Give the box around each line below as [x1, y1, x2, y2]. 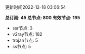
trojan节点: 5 [12, 37, 38, 43]
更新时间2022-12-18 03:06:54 [5, 4, 66, 10]
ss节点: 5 [12, 44, 31, 49]
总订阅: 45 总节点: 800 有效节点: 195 [5, 15, 80, 21]
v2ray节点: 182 [12, 31, 42, 37]
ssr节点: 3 [12, 25, 33, 31]
